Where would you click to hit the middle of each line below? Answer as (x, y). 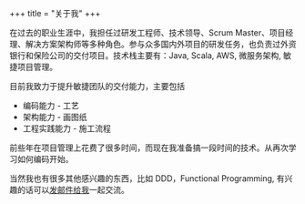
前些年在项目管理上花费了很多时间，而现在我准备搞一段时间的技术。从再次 (149, 148)
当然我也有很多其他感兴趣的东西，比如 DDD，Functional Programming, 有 (147, 178)
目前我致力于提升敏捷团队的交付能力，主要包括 (97, 86)
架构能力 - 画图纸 (55, 117)
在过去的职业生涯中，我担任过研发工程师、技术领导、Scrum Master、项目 (147, 33)
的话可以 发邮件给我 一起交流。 (73, 190)
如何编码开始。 (45, 159)
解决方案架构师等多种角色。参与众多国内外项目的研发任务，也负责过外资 (161, 44)
